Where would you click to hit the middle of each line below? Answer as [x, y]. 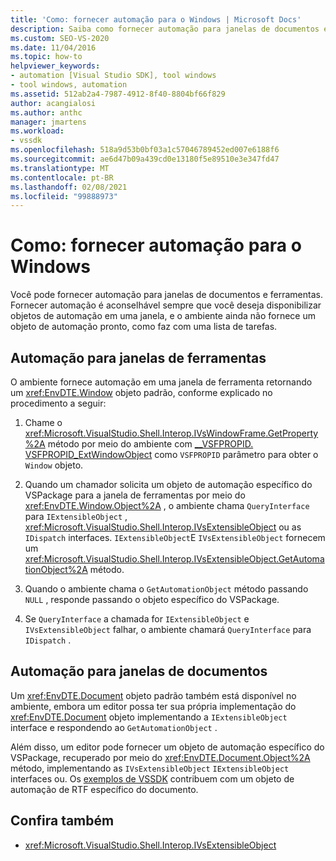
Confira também [62, 821]
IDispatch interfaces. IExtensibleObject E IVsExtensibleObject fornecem [175, 537]
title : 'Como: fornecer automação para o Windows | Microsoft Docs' [156, 19]
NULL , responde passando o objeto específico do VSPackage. [152, 599]
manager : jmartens [48, 122]
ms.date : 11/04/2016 [53, 47]
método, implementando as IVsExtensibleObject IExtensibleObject [150, 768]
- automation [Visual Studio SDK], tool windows [113, 76]
